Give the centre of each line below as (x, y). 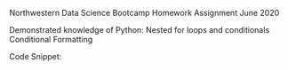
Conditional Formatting (51, 39)
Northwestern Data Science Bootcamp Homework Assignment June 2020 (144, 13)
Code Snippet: (36, 56)
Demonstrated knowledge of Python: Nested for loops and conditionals (140, 30)
